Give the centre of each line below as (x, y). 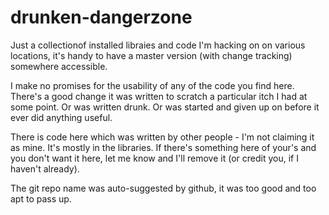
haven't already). (45, 168)
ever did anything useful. (61, 117)
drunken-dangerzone (101, 17)
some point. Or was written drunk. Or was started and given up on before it (165, 107)
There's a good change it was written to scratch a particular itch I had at (159, 96)
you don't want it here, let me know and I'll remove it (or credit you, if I (154, 158)
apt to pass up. (41, 198)
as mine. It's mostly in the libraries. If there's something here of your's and (163, 147)
